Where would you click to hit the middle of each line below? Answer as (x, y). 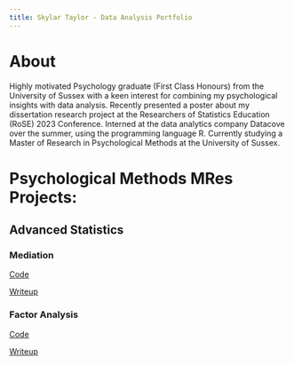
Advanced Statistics (67, 230)
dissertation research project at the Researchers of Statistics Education (140, 114)
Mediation (32, 256)
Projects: (43, 197)
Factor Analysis (44, 314)
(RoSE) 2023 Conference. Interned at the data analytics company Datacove (147, 123)
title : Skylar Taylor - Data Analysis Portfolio (101, 17)
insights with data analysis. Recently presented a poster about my (130, 105)
